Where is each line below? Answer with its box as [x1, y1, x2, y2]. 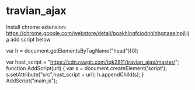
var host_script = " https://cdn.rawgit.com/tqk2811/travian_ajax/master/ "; [6, 58, 180, 65]
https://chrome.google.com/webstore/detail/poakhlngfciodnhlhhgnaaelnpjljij [6, 29, 190, 36]
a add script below [6, 36, 51, 43]
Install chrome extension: [6, 23, 67, 30]
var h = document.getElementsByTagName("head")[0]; [6, 47, 139, 54]
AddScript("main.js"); [6, 77, 57, 84]
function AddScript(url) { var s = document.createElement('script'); [6, 64, 168, 71]
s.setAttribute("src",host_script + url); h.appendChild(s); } [6, 71, 144, 78]
